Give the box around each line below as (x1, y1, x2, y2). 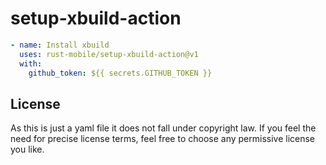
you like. (10, 143, 45, 156)
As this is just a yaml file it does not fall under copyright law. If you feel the (10, 122, 317, 134)
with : (19, 58, 43, 69)
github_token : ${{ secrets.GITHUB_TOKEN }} (28, 68, 213, 78)
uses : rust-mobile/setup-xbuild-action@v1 (19, 49, 199, 59)
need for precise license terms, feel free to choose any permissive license (10, 133, 316, 145)
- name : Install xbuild (10, 40, 110, 50)
